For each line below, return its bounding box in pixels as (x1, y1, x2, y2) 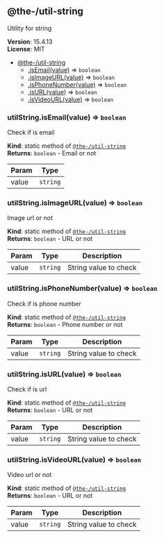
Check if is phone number (7, 299, 81, 308)
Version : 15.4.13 (7, 37, 53, 46)
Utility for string (7, 24, 52, 32)
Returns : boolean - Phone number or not (7, 320, 123, 328)
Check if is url (7, 385, 47, 393)
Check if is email (7, 128, 55, 137)
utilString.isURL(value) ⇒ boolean (7, 369, 122, 379)
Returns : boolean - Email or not (7, 149, 97, 158)
